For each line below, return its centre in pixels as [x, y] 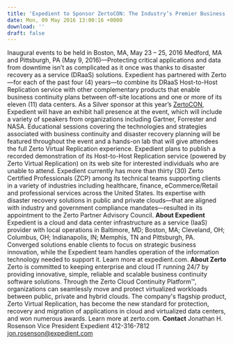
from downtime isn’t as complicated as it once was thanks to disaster [106, 67]
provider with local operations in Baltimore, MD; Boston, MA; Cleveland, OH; [116, 230]
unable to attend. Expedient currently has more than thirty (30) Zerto [105, 171]
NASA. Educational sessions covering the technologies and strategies [107, 126]
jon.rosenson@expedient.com [50, 334]
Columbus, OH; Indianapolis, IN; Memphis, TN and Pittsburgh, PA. [101, 238]
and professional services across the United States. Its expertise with [106, 193]
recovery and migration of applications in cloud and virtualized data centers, [116, 311]
